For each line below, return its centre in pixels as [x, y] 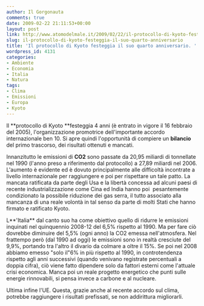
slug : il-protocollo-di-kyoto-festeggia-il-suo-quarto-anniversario [95, 40]
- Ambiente [20, 63]
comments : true [25, 18]
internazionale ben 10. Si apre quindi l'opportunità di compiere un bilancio [99, 138]
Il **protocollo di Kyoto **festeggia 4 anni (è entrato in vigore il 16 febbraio [99, 125]
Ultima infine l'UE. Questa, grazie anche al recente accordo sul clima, [93, 290]
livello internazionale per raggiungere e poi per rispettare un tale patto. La [98, 176]
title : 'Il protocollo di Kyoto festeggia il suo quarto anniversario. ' [102, 46]
